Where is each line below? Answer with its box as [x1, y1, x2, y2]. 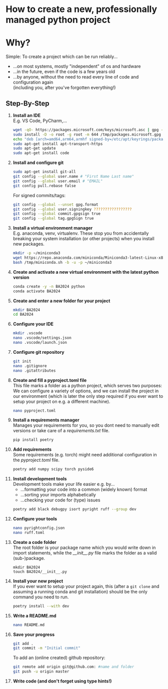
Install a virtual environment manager [12, 225, 93, 231]
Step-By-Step [5, 99, 49, 108]
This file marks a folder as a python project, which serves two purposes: [12, 382, 162, 388]
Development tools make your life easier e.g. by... [12, 481, 115, 487]
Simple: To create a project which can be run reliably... [5, 54, 118, 60]
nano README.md [12, 622, 45, 627]
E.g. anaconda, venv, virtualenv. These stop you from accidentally [12, 230, 149, 236]
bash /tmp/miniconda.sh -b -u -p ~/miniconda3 [12, 260, 112, 265]
